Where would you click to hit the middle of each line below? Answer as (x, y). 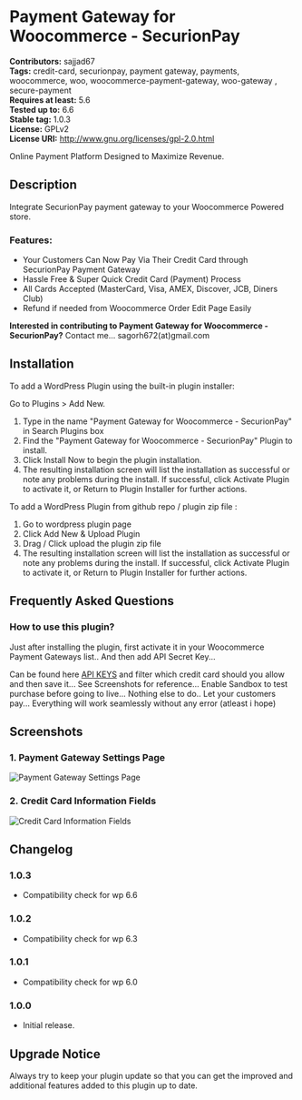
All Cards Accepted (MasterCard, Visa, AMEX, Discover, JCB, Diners (150, 289)
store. (20, 217)
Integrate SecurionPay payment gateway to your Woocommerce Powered (146, 207)
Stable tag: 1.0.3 (40, 119)
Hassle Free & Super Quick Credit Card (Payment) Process (132, 279)
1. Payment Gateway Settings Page (88, 757)
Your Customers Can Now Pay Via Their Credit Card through (135, 260)
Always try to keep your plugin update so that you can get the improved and (151, 1075)
